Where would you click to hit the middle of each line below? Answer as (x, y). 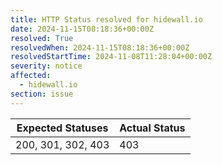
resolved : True (42, 38)
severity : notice (46, 66)
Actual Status (152, 128)
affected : (31, 76)
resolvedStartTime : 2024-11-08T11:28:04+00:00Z (111, 57)
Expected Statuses (62, 128)
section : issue (42, 94)
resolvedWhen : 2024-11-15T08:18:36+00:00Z (100, 47)
